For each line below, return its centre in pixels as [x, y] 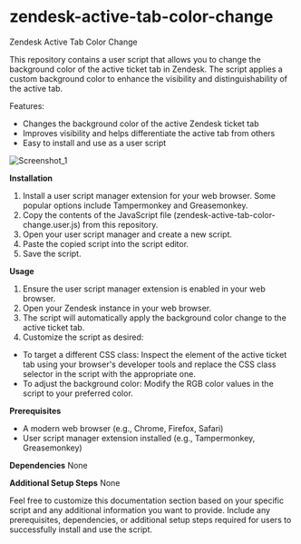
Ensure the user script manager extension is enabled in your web [144, 289]
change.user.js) [52, 224]
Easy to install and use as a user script [94, 143]
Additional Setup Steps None [65, 482]
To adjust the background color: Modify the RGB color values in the [148, 383]
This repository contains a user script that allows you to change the [135, 59]
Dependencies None [49, 465]
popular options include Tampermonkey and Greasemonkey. [135, 205]
